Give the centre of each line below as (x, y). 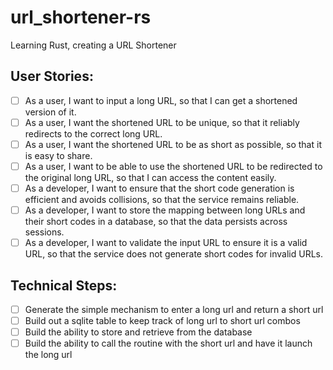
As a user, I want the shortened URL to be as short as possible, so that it (173, 144)
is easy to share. (58, 155)
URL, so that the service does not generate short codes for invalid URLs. (173, 254)
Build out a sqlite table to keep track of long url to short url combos (162, 321)
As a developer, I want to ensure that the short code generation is (159, 188)
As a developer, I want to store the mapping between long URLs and (165, 210)
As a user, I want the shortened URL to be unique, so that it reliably (162, 122)
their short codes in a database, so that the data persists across (156, 222)
